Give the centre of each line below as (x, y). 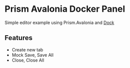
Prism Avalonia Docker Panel (65, 9)
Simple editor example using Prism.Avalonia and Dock (60, 23)
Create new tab (27, 49)
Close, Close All (28, 60)
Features (19, 38)
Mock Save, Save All (33, 55)
